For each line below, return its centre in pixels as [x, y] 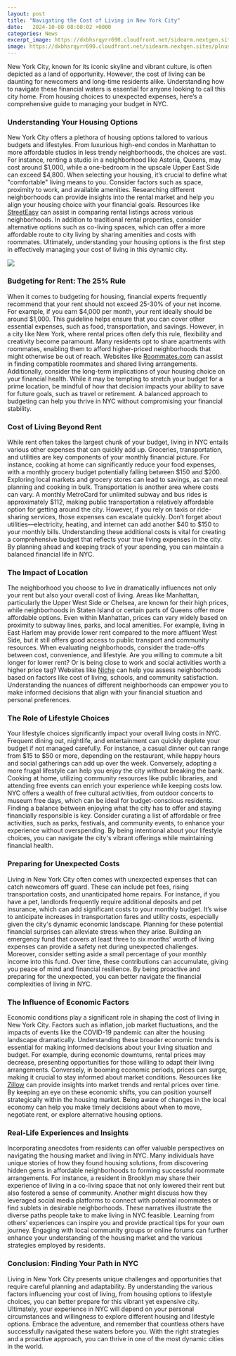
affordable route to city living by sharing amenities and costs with [102, 235]
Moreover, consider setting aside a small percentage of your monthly [107, 953]
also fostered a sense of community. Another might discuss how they [107, 1193]
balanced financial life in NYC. [51, 554]
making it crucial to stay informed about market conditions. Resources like [114, 1077]
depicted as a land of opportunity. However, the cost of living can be [106, 74]
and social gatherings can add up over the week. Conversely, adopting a [112, 763]
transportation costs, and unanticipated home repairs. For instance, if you [113, 894]
